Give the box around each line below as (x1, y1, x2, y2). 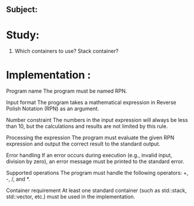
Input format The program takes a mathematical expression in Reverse (6, 99, 176, 106)
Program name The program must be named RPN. (6, 87, 128, 94)
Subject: (6, 5, 38, 15)
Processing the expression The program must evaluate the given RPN (6, 134, 175, 141)
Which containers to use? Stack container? (14, 48, 119, 55)
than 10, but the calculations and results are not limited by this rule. (6, 123, 168, 130)
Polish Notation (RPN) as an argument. (6, 105, 99, 112)
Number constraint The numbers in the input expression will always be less (6, 117, 188, 124)
